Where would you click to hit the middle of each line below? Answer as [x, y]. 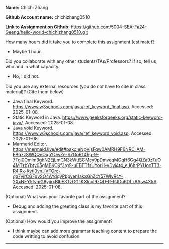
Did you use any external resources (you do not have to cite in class [75, 86]
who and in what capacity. [32, 67]
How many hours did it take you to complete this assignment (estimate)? [80, 42]
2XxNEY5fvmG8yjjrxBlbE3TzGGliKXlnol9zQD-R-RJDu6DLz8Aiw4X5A [84, 181]
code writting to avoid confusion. [47, 236]
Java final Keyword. [33, 101]
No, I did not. [26, 76]
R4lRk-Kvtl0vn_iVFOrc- [36, 171]
